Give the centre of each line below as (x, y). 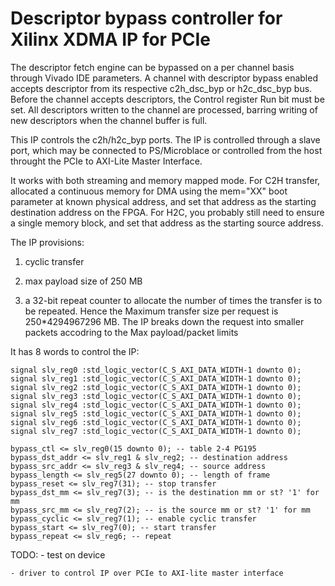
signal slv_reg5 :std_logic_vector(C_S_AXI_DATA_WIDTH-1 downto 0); (156, 413)
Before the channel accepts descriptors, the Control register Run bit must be (167, 99)
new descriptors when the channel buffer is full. (109, 120)
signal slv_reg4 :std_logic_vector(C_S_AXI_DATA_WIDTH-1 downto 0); (156, 405)
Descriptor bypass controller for (146, 18)
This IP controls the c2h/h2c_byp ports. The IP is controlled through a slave (165, 139)
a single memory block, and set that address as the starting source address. (167, 223)
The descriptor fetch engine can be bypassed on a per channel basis (152, 67)
